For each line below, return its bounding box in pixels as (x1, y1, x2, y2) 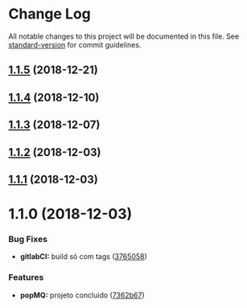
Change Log (8, 5, 91, 23)
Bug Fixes (8, 234, 48, 244)
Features (8, 272, 44, 283)
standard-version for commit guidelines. (8, 39, 142, 49)
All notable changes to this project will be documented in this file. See (8, 31, 240, 41)
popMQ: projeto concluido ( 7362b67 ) (19, 290, 145, 300)
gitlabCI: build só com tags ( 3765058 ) (19, 252, 147, 261)
